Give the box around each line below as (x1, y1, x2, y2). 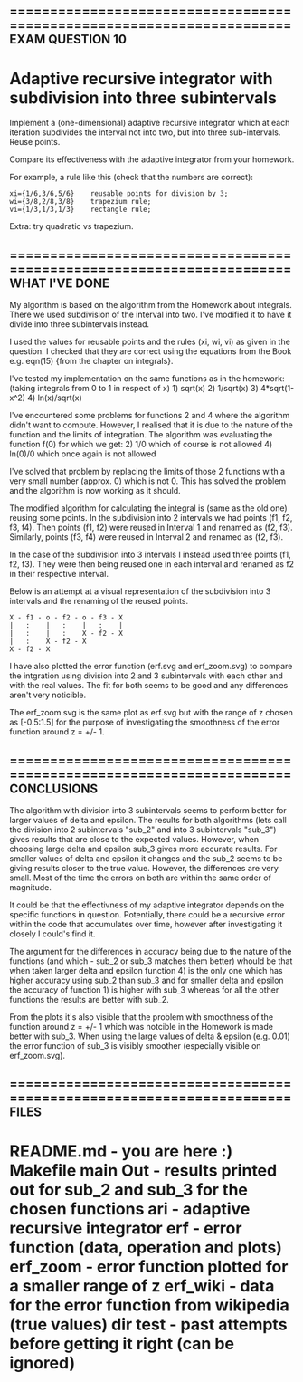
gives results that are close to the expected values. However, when (9, 833, 260, 844)
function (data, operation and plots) (9, 1237, 283, 1258)
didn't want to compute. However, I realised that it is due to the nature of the (9, 419, 294, 430)
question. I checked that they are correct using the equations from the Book (9, 346, 292, 357)
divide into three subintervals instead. (9, 319, 150, 330)
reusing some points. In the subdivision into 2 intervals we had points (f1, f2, (9, 513, 293, 523)
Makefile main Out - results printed (9, 1160, 278, 1181)
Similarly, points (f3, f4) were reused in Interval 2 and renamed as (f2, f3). (9, 532, 283, 542)
